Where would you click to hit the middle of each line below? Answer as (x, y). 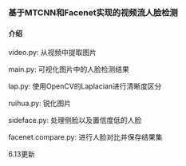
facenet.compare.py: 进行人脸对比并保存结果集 (85, 137)
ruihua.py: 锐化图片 (40, 103)
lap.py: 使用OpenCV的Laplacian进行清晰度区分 (85, 86)
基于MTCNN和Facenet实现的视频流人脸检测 (93, 12)
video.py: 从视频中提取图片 (53, 53)
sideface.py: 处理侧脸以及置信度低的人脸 (75, 121)
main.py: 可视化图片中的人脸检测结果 (69, 69)
